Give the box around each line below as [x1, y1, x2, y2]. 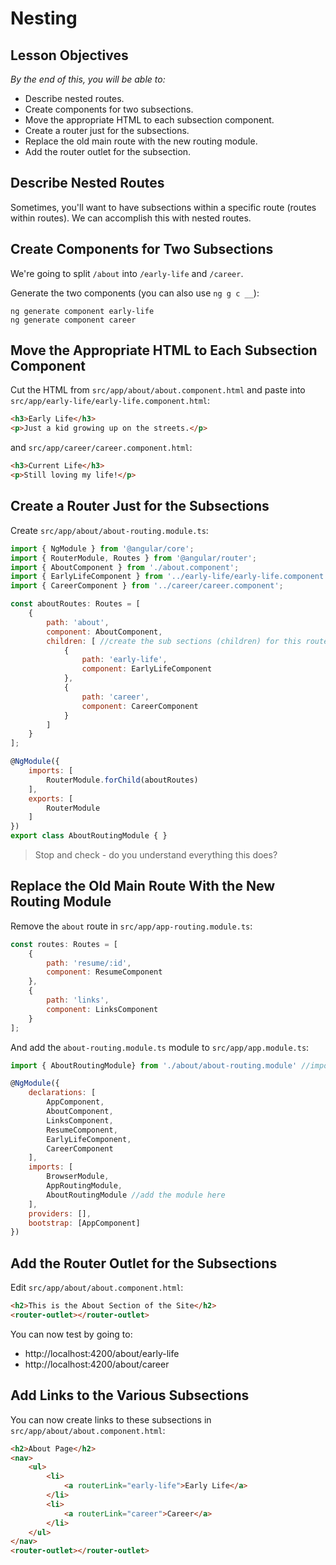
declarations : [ [28, 1088, 97, 1098]
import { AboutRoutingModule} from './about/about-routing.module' [10, 1060, 298, 1071]
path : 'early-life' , [81, 655, 168, 665]
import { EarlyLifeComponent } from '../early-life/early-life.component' [10, 572, 329, 582]
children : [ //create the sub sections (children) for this [46, 636, 302, 646]
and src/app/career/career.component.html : [10, 442, 193, 454]
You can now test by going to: [10, 1328, 133, 1340]
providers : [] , [28, 1208, 92, 1219]
